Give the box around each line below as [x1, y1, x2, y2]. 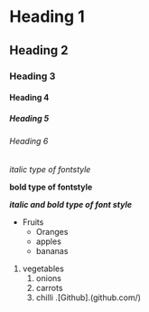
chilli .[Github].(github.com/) [35, 292, 142, 303]
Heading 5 [9, 112, 50, 123]
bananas [35, 245, 69, 256]
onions [35, 272, 61, 283]
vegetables [22, 263, 65, 274]
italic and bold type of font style [9, 199, 133, 210]
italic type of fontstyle [9, 163, 91, 174]
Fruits [22, 216, 44, 228]
